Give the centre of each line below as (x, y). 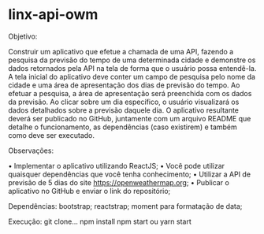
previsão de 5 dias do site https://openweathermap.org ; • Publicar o (119, 182)
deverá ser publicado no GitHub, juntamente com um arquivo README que (130, 118)
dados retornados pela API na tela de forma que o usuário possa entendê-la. (132, 68)
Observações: (31, 150)
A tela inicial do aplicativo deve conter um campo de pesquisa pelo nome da (132, 76)
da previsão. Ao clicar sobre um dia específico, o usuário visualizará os (124, 102)
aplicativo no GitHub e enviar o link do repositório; (89, 191)
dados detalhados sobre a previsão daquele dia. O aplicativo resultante (123, 110)
